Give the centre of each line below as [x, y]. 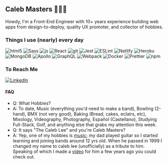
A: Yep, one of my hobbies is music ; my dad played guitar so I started [85, 135]
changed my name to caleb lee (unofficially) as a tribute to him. [79, 146]
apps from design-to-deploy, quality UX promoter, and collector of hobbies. [84, 27]
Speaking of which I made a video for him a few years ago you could [84, 151]
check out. [24, 156]
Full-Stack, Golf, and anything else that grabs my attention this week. [85, 125]
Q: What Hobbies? [31, 103]
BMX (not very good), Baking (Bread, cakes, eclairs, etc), [87, 114]
